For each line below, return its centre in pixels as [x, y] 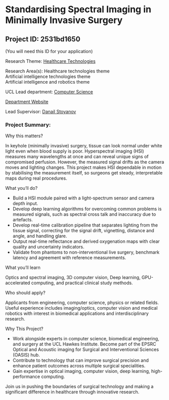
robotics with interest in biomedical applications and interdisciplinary [77, 314]
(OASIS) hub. [26, 355]
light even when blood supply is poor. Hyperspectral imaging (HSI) [75, 151]
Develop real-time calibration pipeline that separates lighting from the [85, 225]
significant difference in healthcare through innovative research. [72, 392]
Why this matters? [24, 136]
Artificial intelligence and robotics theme [47, 82]
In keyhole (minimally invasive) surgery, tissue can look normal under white [84, 146]
